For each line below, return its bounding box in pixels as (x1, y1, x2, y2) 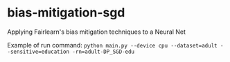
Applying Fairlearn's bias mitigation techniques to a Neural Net (7, 28, 186, 36)
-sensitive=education (7, 48, 70, 55)
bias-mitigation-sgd (7, 5, 125, 21)
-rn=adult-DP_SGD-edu (72, 48, 135, 55)
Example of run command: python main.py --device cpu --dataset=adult (7, 41, 218, 49)
